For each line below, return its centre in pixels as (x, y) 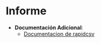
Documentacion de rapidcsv (59, 33)
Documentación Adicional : (49, 27)
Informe (26, 11)
